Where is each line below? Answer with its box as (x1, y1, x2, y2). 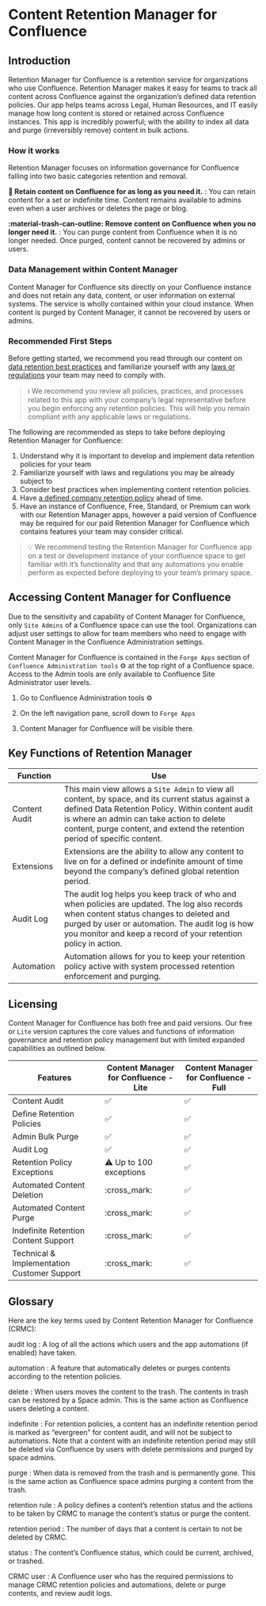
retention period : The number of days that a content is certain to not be (8, 1524, 243, 1534)
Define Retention (12, 1109, 75, 1120)
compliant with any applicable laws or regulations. (27, 412, 192, 421)
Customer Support (12, 1268, 82, 1279)
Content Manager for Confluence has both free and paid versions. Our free (8, 1018, 253, 1028)
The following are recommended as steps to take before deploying (8, 427, 226, 436)
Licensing (8, 997, 58, 1010)
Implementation (12, 1258, 70, 1269)
